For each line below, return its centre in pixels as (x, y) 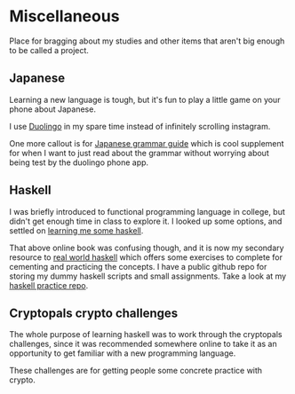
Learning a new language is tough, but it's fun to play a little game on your (145, 99)
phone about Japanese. (52, 109)
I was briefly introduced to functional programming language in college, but (147, 211)
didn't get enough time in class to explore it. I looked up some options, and (146, 221)
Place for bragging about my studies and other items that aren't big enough (147, 41)
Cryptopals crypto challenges (94, 313)
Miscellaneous (64, 16)
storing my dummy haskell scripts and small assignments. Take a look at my (148, 276)
